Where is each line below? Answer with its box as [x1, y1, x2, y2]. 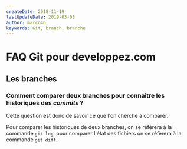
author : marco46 [6, 19, 46, 25]
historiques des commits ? [6, 98, 84, 107]
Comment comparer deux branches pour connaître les [6, 91, 165, 100]
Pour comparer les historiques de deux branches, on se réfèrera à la [6, 124, 172, 131]
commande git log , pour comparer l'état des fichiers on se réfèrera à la [6, 130, 182, 137]
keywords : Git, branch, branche [6, 25, 86, 31]
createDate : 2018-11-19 [6, 8, 65, 15]
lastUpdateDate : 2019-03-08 [6, 14, 76, 20]
